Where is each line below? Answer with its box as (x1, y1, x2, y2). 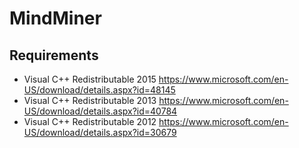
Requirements (9, 47, 99, 64)
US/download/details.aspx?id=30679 (23, 127, 177, 138)
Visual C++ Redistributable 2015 (23, 73, 157, 85)
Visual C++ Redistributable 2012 (23, 116, 157, 127)
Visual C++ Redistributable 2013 (23, 95, 157, 106)
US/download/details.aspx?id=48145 (23, 84, 176, 96)
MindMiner (9, 7, 102, 30)
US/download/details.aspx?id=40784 (23, 105, 178, 117)
